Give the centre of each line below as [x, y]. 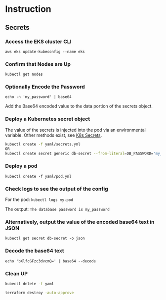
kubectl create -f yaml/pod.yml [38, 176]
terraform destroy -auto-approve [40, 293]
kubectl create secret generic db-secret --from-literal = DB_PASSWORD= [79, 153]
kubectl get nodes [24, 75]
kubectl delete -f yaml [30, 284]
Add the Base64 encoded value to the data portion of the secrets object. [79, 106]
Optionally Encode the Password [45, 87]
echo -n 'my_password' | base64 [38, 97]
